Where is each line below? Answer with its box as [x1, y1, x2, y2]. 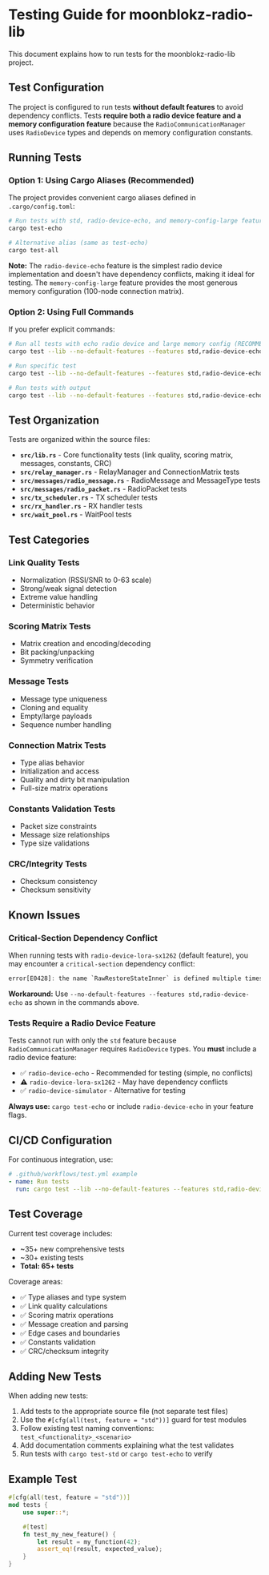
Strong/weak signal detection [19, 583, 118, 593]
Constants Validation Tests [8, 803, 116, 814]
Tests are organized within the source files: [8, 435, 151, 444]
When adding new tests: [8, 1391, 89, 1400]
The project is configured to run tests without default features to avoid [8, 102, 243, 111]
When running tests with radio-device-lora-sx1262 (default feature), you [8, 950, 248, 960]
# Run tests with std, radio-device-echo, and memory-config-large [8, 217, 239, 225]
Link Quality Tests [8, 556, 80, 568]
